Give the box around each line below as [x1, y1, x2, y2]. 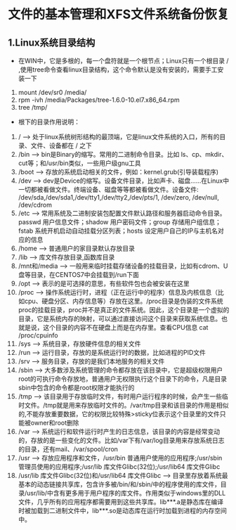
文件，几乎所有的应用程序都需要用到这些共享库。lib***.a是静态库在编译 [18, 498, 224, 506]
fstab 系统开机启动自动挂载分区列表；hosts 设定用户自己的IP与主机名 [18, 226, 218, 235]
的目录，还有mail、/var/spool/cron [18, 445, 119, 453]
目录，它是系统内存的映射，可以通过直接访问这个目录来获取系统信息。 [18, 314, 222, 323]
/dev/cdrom [18, 201, 52, 209]
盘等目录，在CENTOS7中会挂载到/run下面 [18, 271, 140, 278]
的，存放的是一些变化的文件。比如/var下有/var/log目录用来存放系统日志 [18, 437, 225, 444]
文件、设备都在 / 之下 [30, 141, 92, 150]
